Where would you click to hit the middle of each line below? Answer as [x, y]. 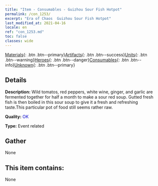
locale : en [16, 28]
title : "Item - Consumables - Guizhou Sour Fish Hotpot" [64, 9]
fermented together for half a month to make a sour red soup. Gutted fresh [79, 97]
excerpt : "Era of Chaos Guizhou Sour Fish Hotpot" [58, 18]
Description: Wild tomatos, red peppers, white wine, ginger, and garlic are [79, 92]
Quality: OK [17, 116]
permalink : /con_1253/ [28, 14]
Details [16, 80]
